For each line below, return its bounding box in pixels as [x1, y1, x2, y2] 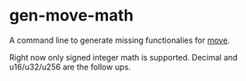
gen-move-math [9, 5, 134, 26]
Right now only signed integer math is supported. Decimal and [9, 52, 238, 62]
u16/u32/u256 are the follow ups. [9, 61, 131, 72]
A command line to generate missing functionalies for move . [9, 35, 230, 45]
